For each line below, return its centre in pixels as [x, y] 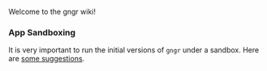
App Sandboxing [42, 32]
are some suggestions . [47, 59]
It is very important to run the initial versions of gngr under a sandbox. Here [134, 50]
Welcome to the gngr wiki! [52, 12]
